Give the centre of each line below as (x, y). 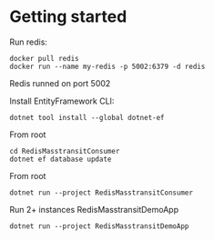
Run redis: (29, 42)
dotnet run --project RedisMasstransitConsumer (102, 193)
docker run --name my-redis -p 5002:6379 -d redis (107, 66)
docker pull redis (44, 58)
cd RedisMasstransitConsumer (65, 151)
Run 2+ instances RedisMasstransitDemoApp (94, 209)
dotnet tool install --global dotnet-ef (87, 117)
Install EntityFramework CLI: (62, 101)
